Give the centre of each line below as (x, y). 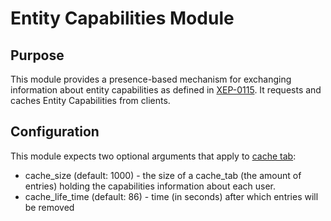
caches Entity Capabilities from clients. (90, 100)
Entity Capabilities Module (122, 18)
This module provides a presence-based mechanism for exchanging (151, 79)
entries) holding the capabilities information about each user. (150, 186)
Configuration (55, 132)
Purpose (37, 55)
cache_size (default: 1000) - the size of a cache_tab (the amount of (163, 175)
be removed (49, 207)
